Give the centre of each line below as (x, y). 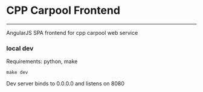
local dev (20, 48)
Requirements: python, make (42, 61)
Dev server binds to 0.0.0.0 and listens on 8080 (66, 84)
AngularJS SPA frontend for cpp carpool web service (72, 32)
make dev (17, 73)
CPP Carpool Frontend (63, 11)
